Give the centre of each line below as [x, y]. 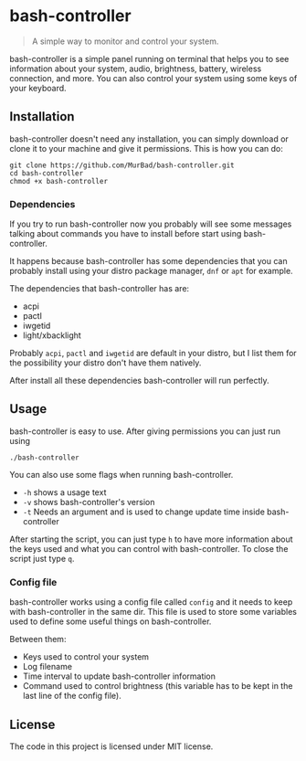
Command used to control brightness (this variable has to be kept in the [158, 686]
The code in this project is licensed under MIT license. [111, 746]
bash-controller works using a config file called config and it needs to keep [151, 602]
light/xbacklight [52, 335]
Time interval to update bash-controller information [119, 676]
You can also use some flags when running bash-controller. [121, 474]
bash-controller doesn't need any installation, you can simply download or [149, 139]
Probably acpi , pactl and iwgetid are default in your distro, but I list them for [153, 354]
